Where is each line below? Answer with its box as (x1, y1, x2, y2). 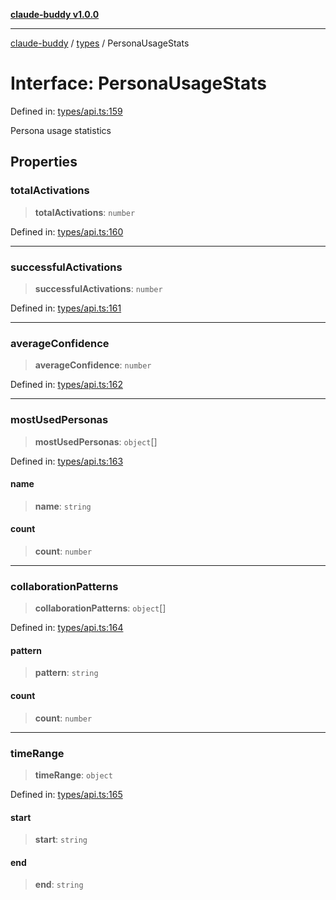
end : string (34, 879, 84, 891)
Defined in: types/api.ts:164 (10, 622, 124, 634)
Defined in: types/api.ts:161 (10, 302, 122, 314)
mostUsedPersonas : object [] (34, 435, 158, 448)
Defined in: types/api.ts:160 (10, 225, 124, 238)
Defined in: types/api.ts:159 (10, 105, 123, 117)
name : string (34, 500, 92, 512)
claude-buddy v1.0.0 (10, 9, 100, 20)
